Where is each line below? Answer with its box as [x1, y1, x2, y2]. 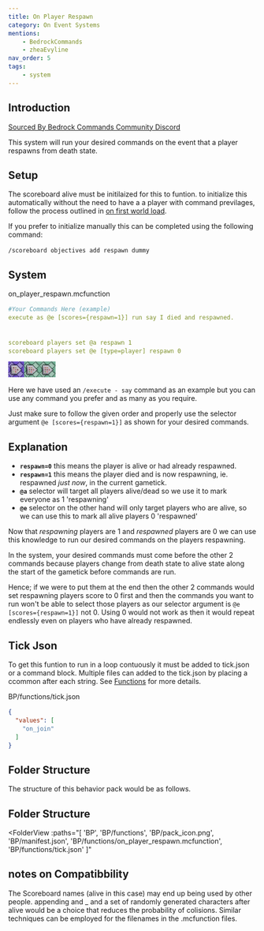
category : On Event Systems [8, 21, 101, 29]
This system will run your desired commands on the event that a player [8, 137, 239, 147]
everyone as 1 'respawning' [19, 495, 109, 504]
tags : [8, 63, 26, 71]
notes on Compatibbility [8, 868, 129, 881]
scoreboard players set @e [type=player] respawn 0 [8, 347, 181, 355]
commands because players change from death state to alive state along [8, 559, 245, 568]
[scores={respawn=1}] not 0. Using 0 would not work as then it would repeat [8, 608, 255, 617]
